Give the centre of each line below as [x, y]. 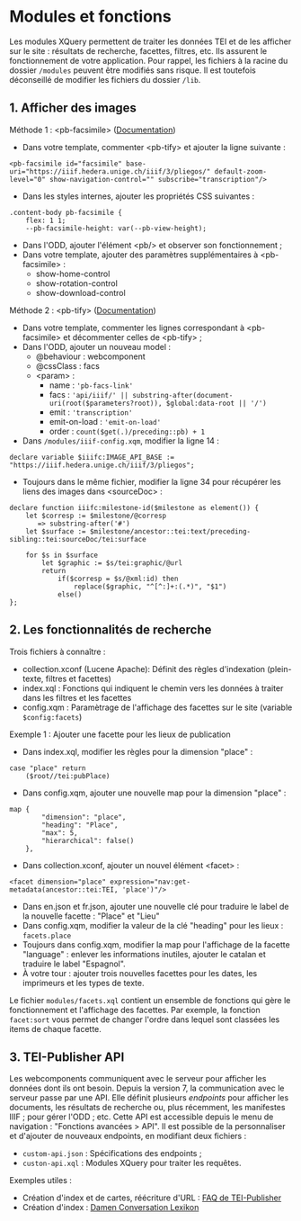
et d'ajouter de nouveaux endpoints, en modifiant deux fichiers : [128, 1136]
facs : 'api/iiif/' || [89, 394]
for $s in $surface [62, 555]
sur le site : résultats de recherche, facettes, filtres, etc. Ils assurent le [138, 50]
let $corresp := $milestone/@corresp [96, 516]
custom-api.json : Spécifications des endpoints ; [112, 1154]
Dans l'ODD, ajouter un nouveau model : [97, 346]
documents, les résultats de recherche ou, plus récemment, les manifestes [147, 1108]
